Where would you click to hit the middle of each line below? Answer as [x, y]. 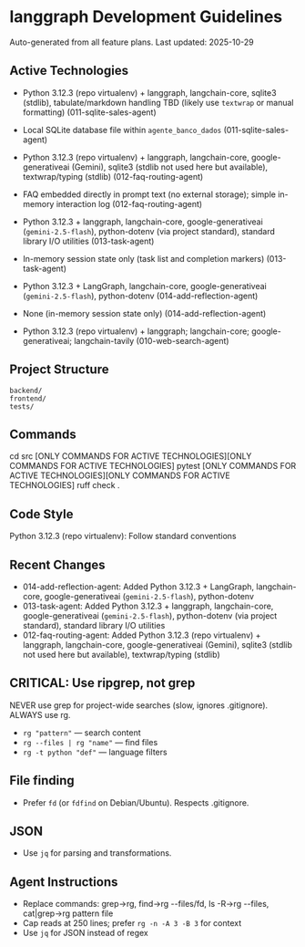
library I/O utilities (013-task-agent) [88, 241]
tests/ [22, 406]
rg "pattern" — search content [81, 733]
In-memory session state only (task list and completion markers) [143, 258]
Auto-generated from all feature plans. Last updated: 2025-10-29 [132, 42]
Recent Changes [58, 564]
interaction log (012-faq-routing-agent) [129, 203]
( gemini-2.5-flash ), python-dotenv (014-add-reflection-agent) [140, 296]
